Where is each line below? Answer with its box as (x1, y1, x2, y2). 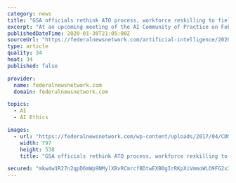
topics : (7, 101, 30, 108)
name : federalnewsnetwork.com (13, 81, 102, 88)
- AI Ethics (13, 114, 49, 121)
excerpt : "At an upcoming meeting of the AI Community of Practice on (7, 23, 218, 30)
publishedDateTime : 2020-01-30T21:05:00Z (7, 29, 131, 37)
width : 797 (20, 140, 52, 147)
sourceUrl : (7, 36, 39, 43)
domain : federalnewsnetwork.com (13, 88, 109, 95)
